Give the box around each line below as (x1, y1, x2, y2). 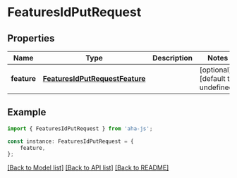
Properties (7, 32, 55, 44)
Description (152, 53, 193, 63)
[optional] (199, 65, 232, 75)
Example (7, 106, 47, 118)
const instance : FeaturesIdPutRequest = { (7, 138, 134, 145)
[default (199, 74, 226, 83)
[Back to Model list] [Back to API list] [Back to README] (7, 163, 169, 172)
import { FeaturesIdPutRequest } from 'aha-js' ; (7, 125, 153, 132)
